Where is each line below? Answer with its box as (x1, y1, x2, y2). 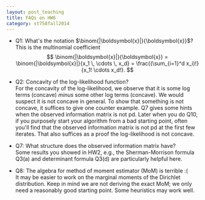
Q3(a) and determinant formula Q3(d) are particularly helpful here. (15, 155, 182, 163)
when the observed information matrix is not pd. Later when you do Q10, (15, 111, 198, 118)
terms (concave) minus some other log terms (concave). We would (15, 91, 184, 99)
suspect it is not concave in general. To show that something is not (15, 98, 184, 105)
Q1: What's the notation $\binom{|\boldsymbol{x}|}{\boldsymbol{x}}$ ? (15, 37, 194, 45)
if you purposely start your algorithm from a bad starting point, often (15, 117, 188, 125)
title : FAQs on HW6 (6, 15, 56, 21)
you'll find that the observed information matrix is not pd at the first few (15, 124, 196, 131)
